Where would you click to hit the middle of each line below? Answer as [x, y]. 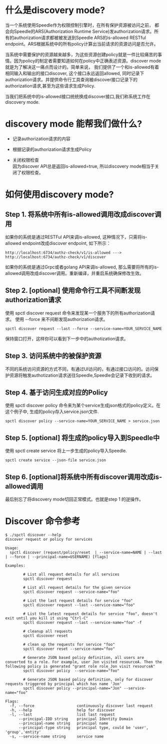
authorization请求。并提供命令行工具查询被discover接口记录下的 [71, 79]
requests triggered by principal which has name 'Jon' [63, 684]
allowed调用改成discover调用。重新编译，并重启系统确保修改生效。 [74, 273]
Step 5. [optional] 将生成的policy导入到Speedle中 [82, 438]
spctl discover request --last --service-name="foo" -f [82, 622]
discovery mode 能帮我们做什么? [74, 124]
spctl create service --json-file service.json [56, 460]
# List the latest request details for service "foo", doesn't [90, 614]
